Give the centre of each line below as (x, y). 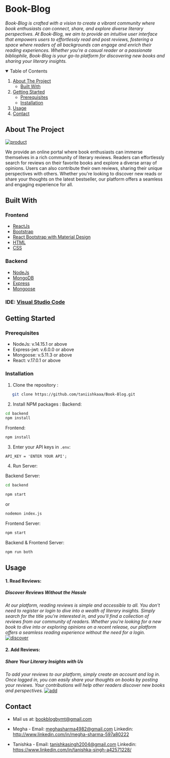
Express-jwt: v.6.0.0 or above (43, 350)
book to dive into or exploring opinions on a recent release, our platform (81, 627)
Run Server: (25, 466)
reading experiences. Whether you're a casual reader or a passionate (79, 50)
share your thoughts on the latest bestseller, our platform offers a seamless (84, 179)
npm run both (19, 552)
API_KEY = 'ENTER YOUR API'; (36, 456)
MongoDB (23, 278)
